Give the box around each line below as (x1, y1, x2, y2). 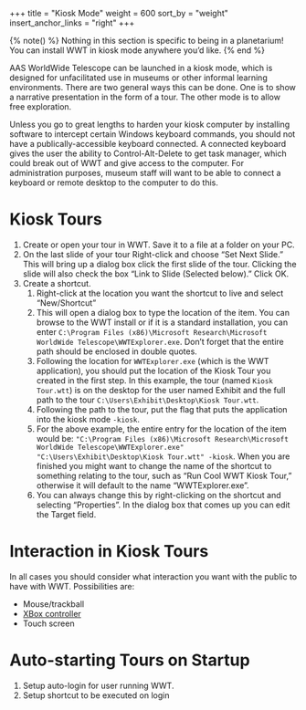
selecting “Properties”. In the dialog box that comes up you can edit (36, 499, 290, 510)
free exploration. (9, 101, 72, 112)
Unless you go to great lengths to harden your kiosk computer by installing (9, 119, 290, 130)
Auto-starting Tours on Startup (9, 650, 250, 671)
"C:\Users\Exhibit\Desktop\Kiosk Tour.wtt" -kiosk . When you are (36, 451, 290, 462)
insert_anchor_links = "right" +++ (9, 17, 135, 28)
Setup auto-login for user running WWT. (22, 680, 174, 691)
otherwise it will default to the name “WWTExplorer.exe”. (36, 479, 249, 491)
